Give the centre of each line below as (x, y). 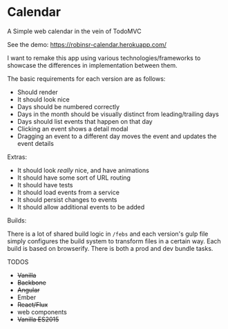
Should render (38, 92)
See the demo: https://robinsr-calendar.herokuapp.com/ (87, 44)
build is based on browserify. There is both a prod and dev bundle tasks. (110, 248)
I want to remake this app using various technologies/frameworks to (104, 58)
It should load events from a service (68, 192)
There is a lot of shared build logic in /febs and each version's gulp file (108, 234)
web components (42, 312)
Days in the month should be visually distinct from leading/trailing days (118, 114)
